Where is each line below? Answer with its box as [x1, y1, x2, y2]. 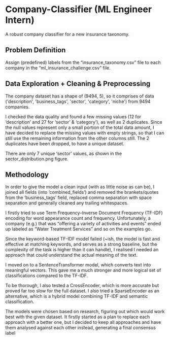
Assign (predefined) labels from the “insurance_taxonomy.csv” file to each [5, 59, 161, 65]
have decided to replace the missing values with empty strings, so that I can [5, 129, 164, 135]
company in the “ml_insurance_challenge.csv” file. [5, 64, 111, 71]
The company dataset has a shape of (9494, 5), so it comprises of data [5, 93, 154, 99]
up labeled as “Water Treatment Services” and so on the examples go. [5, 226, 152, 232]
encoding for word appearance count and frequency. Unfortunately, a [5, 215, 151, 221]
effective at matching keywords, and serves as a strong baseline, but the [5, 241, 157, 247]
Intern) [5, 14, 35, 26]
